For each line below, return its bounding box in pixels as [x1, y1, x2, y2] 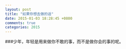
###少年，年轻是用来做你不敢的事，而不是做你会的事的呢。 [5, 39, 124, 45]
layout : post [5, 7, 31, 12]
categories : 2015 [5, 25, 40, 30]
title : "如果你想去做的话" [5, 12, 54, 16]
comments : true [5, 20, 36, 25]
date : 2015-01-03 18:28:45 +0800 [5, 16, 73, 21]
